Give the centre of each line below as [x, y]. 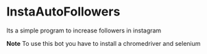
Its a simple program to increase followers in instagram [84, 30]
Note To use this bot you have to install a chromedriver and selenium [103, 43]
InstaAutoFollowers [63, 12]
